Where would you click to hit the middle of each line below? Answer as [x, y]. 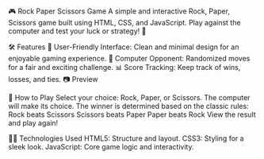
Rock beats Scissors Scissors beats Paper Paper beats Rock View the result [132, 114]
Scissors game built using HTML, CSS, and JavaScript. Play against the [124, 23]
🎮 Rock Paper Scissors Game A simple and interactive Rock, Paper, [119, 11]
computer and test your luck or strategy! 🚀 [77, 31]
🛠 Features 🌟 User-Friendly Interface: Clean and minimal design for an [124, 47]
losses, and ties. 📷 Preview [53, 79]
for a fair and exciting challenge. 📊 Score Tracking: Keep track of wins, [124, 67]
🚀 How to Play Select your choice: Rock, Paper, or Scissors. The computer [129, 97]
